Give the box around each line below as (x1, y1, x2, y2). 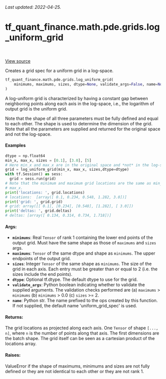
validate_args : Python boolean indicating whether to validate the (12, 282, 145, 288)
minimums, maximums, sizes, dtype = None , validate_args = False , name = (14, 81, 158, 87)
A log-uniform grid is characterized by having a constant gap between (5, 95, 148, 101)
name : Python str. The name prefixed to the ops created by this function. (12, 298, 158, 303)
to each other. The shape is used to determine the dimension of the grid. (5, 120, 153, 126)
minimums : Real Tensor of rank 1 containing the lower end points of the (12, 234, 153, 241)
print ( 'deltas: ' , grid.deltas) (5, 208, 72, 214)
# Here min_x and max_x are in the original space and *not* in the (5, 162, 149, 167)
